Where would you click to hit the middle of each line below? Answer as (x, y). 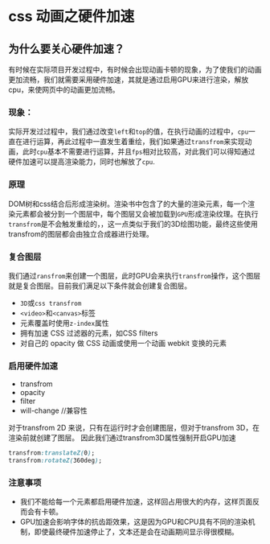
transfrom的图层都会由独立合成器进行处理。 (81, 233)
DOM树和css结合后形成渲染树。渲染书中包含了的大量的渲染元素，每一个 (128, 204)
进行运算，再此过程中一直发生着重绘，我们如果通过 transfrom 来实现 (133, 142)
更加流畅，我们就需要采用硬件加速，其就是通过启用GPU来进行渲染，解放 (129, 80)
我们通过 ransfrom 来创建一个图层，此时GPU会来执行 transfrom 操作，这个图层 (135, 275)
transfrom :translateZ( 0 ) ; (51, 453)
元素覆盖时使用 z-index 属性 (64, 323)
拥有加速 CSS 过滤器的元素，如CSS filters (89, 333)
